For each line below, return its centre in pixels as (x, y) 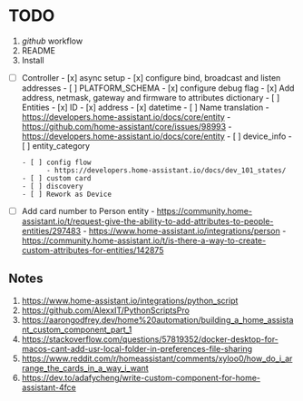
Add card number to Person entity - (88, 211)
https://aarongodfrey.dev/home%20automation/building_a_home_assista (157, 319)
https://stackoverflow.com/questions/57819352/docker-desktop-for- (150, 339)
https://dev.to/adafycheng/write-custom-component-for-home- (141, 377)
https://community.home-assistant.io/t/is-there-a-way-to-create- (144, 240)
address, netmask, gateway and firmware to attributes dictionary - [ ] (151, 98)
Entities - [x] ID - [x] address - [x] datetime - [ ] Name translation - (145, 107)
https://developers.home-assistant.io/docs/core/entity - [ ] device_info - (156, 136)
